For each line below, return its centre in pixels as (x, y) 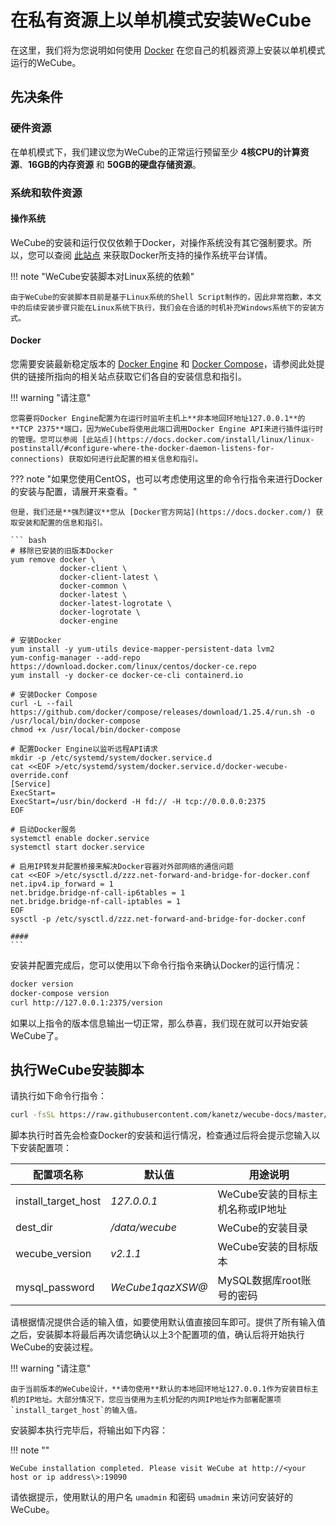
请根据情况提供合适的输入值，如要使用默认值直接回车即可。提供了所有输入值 (168, 1322)
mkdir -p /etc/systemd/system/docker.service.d (111, 757)
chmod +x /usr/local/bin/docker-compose (96, 729)
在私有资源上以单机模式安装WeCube (161, 20)
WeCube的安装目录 (263, 1228)
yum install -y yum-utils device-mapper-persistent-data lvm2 (142, 649)
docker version (42, 984)
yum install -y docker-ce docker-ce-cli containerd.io (127, 675)
